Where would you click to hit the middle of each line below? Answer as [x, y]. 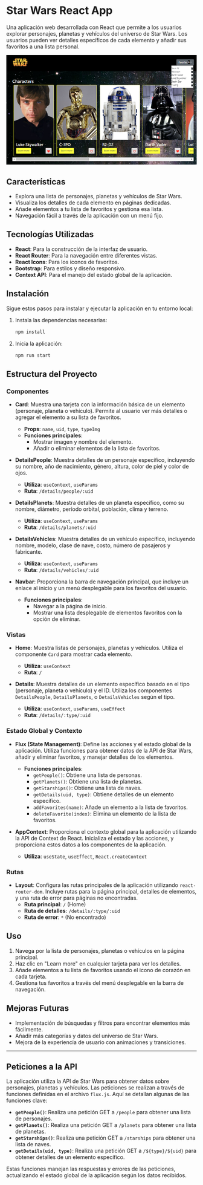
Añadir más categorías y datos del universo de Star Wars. [86, 1036]
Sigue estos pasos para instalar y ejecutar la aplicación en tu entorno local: [100, 308]
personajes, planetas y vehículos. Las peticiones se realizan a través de [95, 1088]
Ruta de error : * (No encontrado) [65, 917]
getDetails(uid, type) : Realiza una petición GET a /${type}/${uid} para [106, 1151]
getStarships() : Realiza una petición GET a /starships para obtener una [105, 1138]
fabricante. [28, 552]
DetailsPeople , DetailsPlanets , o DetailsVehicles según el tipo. [95, 697]
